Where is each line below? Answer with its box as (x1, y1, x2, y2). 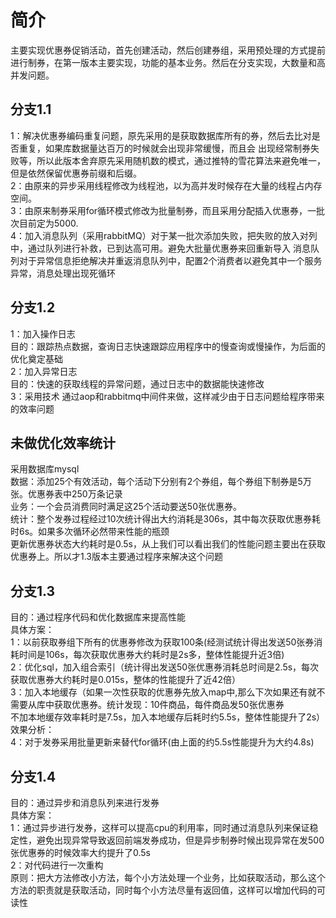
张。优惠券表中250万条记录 (10, 488, 123, 500)
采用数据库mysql (10, 463, 80, 475)
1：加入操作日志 (10, 327, 76, 340)
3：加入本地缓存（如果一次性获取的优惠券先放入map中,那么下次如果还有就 (10, 686, 317, 698)
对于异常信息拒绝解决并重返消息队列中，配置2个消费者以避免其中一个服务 (18, 254, 323, 266)
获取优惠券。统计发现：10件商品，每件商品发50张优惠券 (53, 699, 285, 711)
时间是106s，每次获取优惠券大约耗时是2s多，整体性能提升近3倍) (18, 649, 285, 661)
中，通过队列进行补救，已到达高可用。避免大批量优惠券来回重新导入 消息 (10, 242, 311, 254)
